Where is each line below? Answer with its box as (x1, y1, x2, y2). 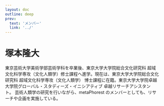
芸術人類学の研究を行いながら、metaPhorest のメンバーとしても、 (14, 89, 148, 95)
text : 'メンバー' (9, 21, 42, 26)
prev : (5, 16, 16, 21)
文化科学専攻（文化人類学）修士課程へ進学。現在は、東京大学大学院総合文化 (5, 71, 159, 77)
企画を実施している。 (18, 96, 61, 102)
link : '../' (9, 25, 34, 30)
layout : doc (5, 7, 29, 12)
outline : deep (5, 12, 34, 17)
